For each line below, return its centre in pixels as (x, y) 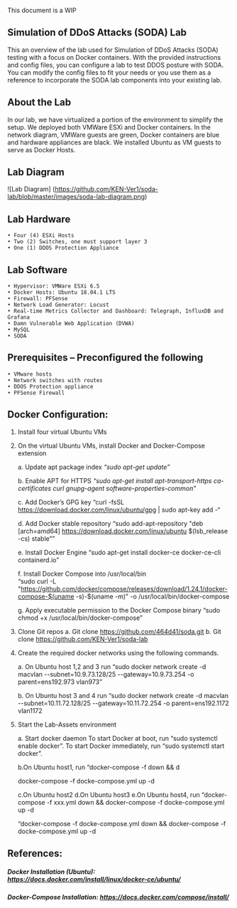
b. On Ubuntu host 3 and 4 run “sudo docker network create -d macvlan (123, 695)
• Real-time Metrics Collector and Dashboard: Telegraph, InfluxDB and (115, 311)
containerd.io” (38, 560)
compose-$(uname (46, 596)
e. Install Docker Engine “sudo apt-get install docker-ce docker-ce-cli (119, 552)
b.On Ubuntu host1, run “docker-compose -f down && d (98, 767)
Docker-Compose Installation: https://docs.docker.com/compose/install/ (118, 897)
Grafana (19, 317)
